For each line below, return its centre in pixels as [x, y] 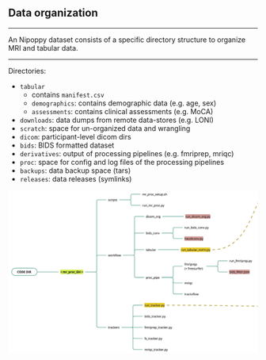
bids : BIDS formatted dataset [67, 145]
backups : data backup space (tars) [75, 170]
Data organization [53, 13]
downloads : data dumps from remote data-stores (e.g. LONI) [116, 120]
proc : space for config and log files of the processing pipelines [122, 162]
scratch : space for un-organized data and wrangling [105, 128]
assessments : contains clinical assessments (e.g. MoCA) [122, 111]
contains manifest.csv [68, 94]
